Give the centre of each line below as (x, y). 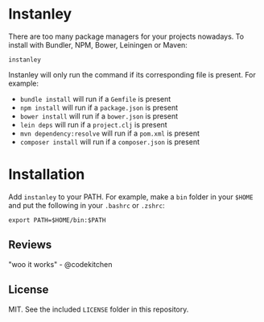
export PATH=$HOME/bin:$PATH (57, 220)
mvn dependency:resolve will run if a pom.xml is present (109, 133)
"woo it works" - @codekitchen (60, 264)
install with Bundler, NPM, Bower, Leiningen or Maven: (98, 44)
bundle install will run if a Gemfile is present (95, 98)
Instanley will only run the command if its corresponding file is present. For (132, 74)
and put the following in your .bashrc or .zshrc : (87, 205)
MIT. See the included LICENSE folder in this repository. (99, 309)
